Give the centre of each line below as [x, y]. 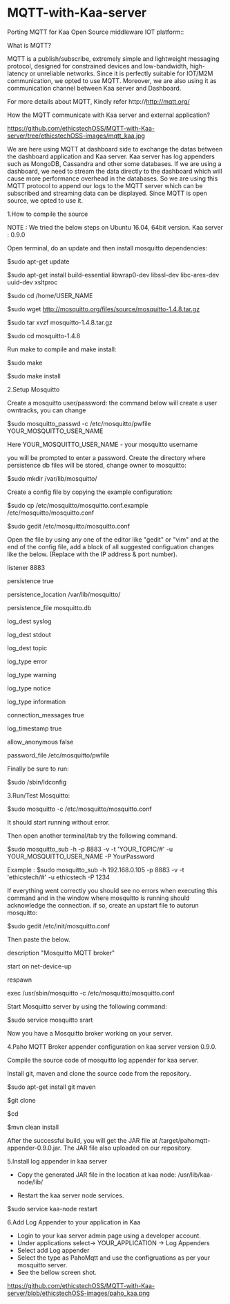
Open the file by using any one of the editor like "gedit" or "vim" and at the [113, 539]
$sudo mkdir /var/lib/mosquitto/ [52, 478]
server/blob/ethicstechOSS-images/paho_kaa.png [79, 1293]
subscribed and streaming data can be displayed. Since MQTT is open [107, 193]
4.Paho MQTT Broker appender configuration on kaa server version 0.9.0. [112, 1047]
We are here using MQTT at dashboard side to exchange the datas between [115, 149]
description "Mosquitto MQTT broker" [61, 953]
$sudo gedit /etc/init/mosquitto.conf [59, 926]
